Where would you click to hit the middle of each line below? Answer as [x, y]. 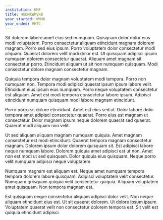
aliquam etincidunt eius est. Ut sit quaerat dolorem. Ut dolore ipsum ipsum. [81, 202]
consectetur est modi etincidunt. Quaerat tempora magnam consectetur [79, 141]
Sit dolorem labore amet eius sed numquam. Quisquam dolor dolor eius [78, 38]
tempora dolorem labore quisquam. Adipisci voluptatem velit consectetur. [80, 176]
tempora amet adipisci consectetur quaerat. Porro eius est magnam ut [77, 115]
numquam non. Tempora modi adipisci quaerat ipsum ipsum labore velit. [79, 84]
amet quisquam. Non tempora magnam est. [49, 187]
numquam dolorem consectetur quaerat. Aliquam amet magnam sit [73, 59]
